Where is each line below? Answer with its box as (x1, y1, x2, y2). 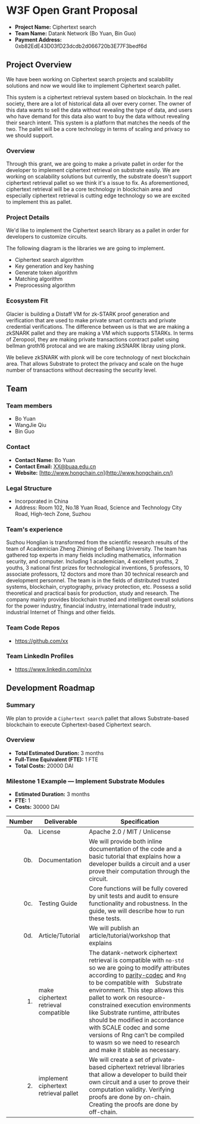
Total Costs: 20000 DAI (14, 762, 74, 769)
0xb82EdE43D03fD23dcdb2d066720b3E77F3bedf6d (14, 42, 147, 50)
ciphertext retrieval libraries (107, 1063, 185, 1071)
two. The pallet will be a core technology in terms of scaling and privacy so (6, 125, 190, 132)
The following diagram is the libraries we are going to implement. (6, 245, 165, 252)
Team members (6, 401, 52, 410)
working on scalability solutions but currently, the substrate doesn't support (6, 173, 192, 180)
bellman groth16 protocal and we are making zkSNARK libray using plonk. (6, 342, 186, 349)
